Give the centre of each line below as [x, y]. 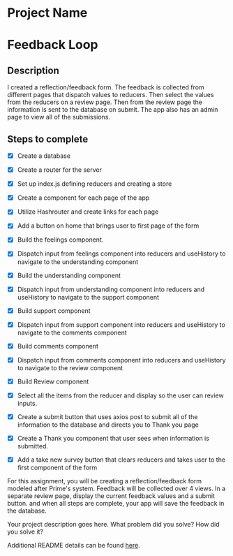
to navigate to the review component [70, 367]
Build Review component [53, 381]
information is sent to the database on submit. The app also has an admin [113, 110]
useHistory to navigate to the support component [88, 297]
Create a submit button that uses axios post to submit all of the [107, 417]
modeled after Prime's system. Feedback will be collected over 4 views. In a [116, 489]
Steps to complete [48, 139]
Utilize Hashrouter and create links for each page [88, 212]
